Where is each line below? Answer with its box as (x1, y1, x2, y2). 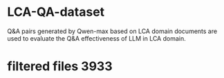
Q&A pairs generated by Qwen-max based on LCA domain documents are (7, 27, 218, 35)
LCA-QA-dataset (7, 4, 105, 20)
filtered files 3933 (7, 59, 113, 75)
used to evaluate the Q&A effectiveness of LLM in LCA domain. (7, 34, 187, 42)
